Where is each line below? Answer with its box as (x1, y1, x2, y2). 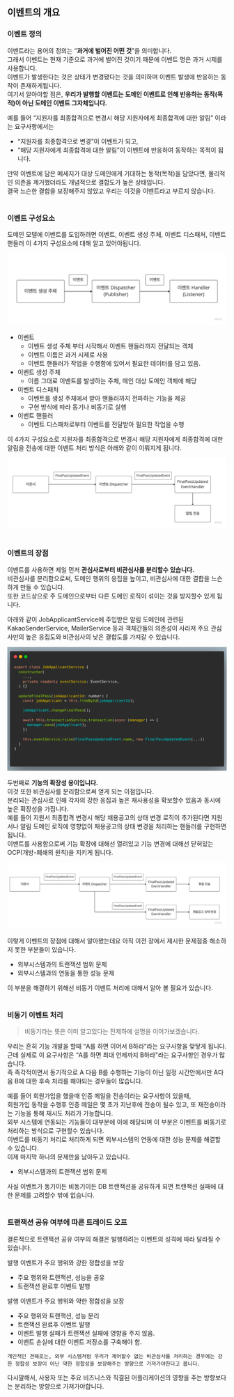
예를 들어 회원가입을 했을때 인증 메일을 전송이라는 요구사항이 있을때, (7, 1092, 192, 1100)
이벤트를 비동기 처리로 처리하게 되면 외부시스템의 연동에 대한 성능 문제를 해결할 (7, 1135, 221, 1144)
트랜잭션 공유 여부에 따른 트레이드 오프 (7, 1218, 127, 1228)
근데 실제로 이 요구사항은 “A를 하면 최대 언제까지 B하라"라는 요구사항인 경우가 (7, 1051, 218, 1059)
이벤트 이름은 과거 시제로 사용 (27, 350, 108, 359)
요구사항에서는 (14, 122, 54, 130)
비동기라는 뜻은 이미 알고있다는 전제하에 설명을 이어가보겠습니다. (24, 1027, 200, 1036)
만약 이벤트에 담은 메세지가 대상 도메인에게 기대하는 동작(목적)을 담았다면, (7, 169, 207, 178)
